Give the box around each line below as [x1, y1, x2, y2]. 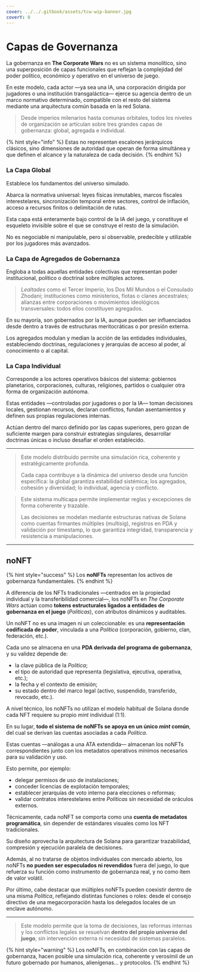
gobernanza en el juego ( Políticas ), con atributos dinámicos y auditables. [6, 608, 186, 616]
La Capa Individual [6, 362, 61, 370]
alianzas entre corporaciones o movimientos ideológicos [20, 299, 160, 306]
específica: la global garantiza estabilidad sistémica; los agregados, [20, 478, 187, 485]
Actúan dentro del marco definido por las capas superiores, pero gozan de [6, 424, 189, 431]
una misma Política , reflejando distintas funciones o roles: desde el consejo [6, 892, 192, 900]
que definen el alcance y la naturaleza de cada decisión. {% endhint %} [6, 151, 182, 159]
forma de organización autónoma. [6, 388, 89, 395]
